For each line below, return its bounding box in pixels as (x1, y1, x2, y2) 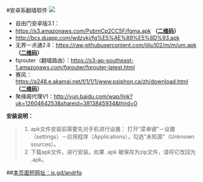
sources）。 (30, 141, 59, 148)
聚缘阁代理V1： (15, 93, 54, 100)
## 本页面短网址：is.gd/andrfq (6, 169, 82, 176)
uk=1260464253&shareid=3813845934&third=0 (15, 100, 138, 107)
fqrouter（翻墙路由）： (15, 57, 71, 64)
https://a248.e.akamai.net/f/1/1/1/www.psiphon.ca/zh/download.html (15, 78, 188, 85)
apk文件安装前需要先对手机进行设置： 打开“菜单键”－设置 (30, 126, 175, 132)
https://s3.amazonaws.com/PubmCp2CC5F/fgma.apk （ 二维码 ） (15, 28, 180, 34)
